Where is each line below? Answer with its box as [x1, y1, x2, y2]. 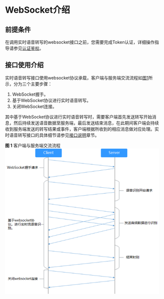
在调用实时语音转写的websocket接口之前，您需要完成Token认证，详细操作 [5, 40, 155, 45]
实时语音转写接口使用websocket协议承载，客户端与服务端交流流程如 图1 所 [5, 75, 153, 80]
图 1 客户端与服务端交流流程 [5, 142, 61, 148]
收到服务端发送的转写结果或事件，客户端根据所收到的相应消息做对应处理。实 [5, 126, 159, 132]
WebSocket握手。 [12, 91, 49, 97]
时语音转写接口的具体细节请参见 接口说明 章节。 [5, 132, 99, 138]
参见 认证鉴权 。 [13, 45, 44, 51]
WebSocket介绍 [5, 4, 70, 16]
